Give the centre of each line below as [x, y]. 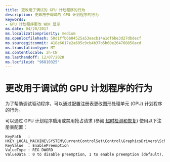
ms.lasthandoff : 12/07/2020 [35, 57]
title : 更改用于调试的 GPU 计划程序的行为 [45, 10]
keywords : [16, 19]
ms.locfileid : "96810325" [32, 62]
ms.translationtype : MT [30, 48]
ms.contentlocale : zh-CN [31, 52]
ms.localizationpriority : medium [40, 34]
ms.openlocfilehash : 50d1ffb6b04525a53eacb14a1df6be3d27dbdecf [73, 39]
